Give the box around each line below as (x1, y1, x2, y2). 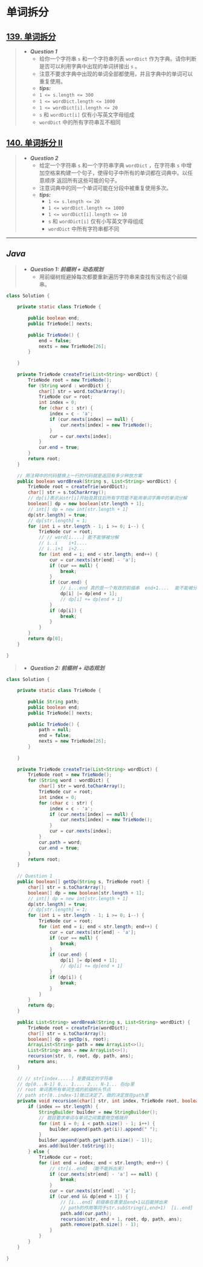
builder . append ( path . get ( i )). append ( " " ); (49, 1126, 158, 1132)
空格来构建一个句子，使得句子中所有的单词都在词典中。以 (44, 169, 188, 176)
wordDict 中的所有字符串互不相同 (39, 119, 121, 126)
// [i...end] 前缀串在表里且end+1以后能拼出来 (60, 1199, 168, 1205)
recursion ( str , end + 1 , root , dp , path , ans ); (60, 1216, 182, 1222)
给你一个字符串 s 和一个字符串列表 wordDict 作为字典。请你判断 (39, 55, 197, 62)
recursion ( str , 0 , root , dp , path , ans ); (28, 1053, 134, 1059)
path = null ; (38, 727, 71, 733)
